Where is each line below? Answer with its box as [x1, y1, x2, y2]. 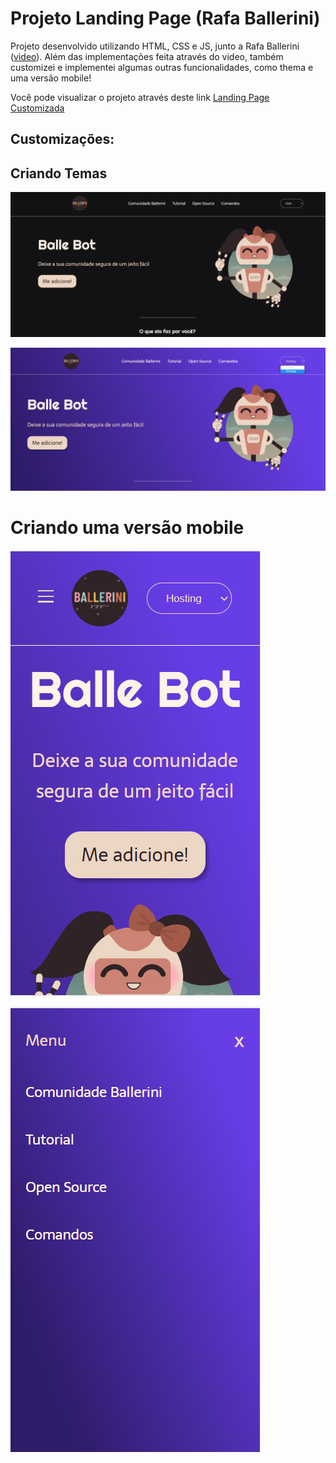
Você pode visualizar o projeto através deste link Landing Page [10, 91, 270, 103]
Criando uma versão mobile [10, 517, 245, 539]
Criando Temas [10, 165, 108, 182]
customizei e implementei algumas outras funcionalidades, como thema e [10, 61, 314, 73]
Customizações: [10, 131, 115, 148]
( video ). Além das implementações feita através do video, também [10, 50, 284, 62]
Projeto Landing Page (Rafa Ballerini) [10, 7, 321, 30]
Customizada [10, 102, 65, 114]
